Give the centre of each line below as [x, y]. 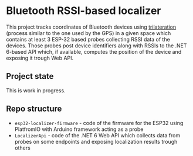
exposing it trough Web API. [40, 58]
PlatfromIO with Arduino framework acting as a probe [79, 129]
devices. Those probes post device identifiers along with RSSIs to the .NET [97, 46]
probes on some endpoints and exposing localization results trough [96, 141]
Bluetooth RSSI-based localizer [84, 11]
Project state [30, 76]
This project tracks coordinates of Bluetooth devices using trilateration [91, 27]
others [22, 148]
